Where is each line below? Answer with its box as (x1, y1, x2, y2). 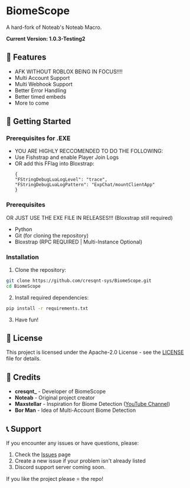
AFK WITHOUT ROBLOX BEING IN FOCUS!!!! (14, 68, 123, 75)
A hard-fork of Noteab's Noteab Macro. (6, 24, 102, 31)
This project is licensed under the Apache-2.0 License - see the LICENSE (6, 349, 184, 356)
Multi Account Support (14, 74, 70, 81)
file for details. (6, 355, 41, 362)
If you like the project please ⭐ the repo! (6, 476, 103, 483)
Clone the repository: (14, 266, 67, 274)
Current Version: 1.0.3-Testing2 (6, 35, 86, 42)
